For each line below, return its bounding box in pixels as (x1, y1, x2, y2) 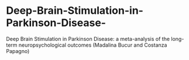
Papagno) (6, 47, 30, 54)
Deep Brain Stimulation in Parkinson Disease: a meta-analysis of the (6, 35, 170, 42)
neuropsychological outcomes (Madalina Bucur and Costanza (18, 42, 167, 48)
